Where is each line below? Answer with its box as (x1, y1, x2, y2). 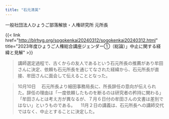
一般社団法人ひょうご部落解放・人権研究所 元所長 (5, 22, 108, 28)
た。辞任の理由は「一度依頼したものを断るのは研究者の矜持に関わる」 (17, 89, 164, 95)
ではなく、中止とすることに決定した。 (17, 108, 97, 114)
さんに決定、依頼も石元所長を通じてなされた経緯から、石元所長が (17, 66, 155, 72)
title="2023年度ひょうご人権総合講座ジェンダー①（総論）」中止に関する (5, 43, 156, 49)
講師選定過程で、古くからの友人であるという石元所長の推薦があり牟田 (17, 60, 164, 66)
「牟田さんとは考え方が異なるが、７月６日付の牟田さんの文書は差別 (17, 96, 159, 102)
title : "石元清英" (5, 7, 41, 13)
